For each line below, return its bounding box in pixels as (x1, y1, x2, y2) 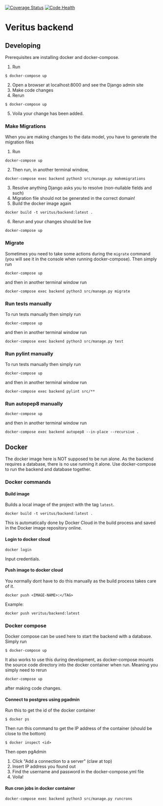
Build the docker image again (12, 200, 71, 206)
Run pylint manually (5, 350, 53, 357)
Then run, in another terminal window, (12, 167, 89, 173)
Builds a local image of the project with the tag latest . (5, 501, 115, 508)
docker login (5, 547, 32, 552)
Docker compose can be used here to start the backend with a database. (5, 634, 153, 639)
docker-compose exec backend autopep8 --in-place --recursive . (5, 430, 139, 435)
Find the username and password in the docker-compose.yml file (12, 769, 144, 775)
